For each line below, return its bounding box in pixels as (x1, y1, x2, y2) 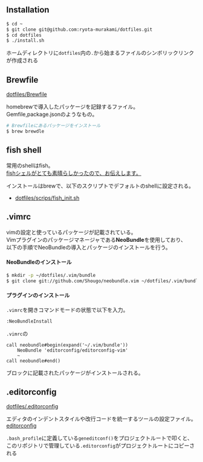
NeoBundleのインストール (6, 259, 72, 266)
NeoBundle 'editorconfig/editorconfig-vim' (17, 347, 129, 353)
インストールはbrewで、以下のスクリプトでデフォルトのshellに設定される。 (6, 182, 195, 189)
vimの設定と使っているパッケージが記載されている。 (6, 229, 137, 236)
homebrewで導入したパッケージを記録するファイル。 (6, 103, 139, 110)
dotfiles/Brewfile (6, 90, 47, 98)
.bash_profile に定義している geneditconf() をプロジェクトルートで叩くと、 (6, 434, 193, 442)
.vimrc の (6, 330, 28, 337)
